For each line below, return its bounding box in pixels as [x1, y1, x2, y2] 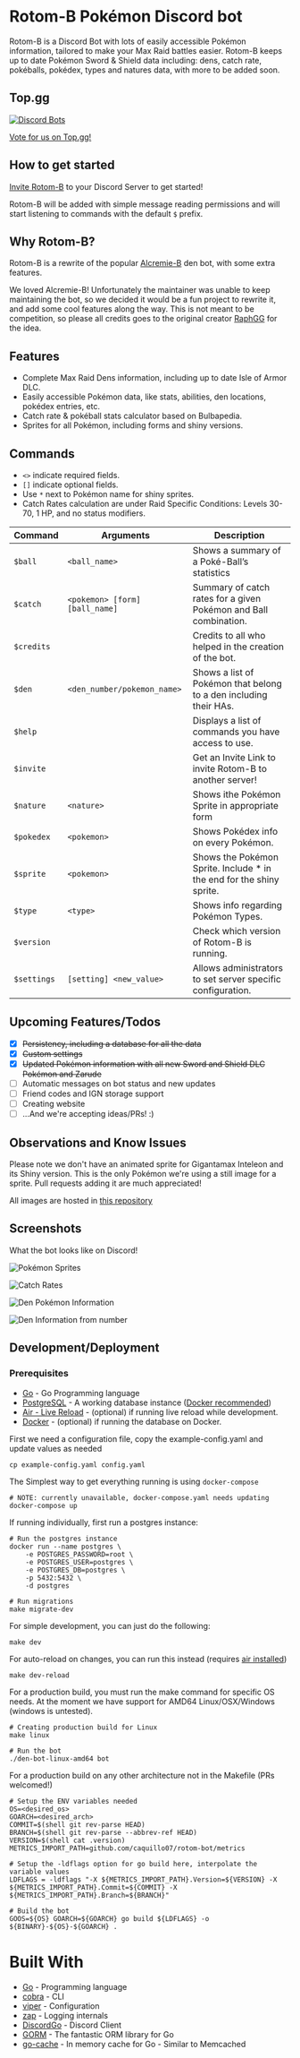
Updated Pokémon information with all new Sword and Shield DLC [21, 1059, 266, 1069]
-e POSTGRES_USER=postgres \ [25, 1557, 134, 1566]
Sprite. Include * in [192, 862, 272, 874]
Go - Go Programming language [21, 1387, 140, 1398]
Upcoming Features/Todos [9, 1015, 162, 1030]
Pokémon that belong [192, 678, 283, 690]
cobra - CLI [21, 1991, 65, 2002]
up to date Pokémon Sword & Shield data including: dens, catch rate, [9, 55, 262, 65]
